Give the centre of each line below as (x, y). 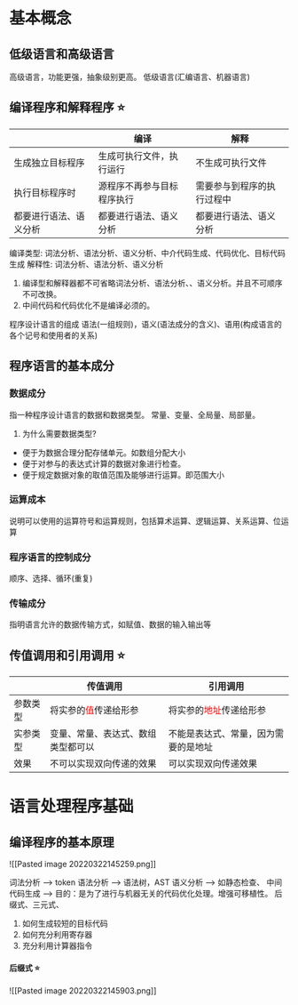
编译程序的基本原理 (62, 842)
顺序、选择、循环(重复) (51, 578)
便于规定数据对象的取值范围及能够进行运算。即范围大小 (123, 474)
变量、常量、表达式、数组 (103, 734)
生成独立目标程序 (50, 163)
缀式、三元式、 (36, 904)
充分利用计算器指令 (57, 946)
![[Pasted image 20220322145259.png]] (83, 864)
